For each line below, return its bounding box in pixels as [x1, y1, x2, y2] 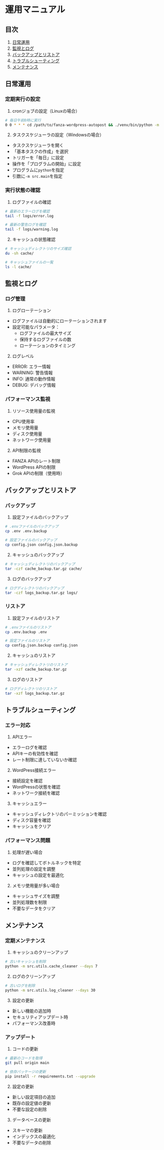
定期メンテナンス [5, 937, 46, 944]
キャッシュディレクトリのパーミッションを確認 [12, 811, 107, 817]
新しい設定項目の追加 [12, 1094, 55, 1100]
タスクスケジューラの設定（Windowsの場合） [12, 132, 104, 138]
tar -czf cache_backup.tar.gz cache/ [5, 566, 82, 571]
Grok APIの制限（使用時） [12, 470, 65, 476]
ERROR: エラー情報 [12, 363, 51, 370]
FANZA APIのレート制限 [12, 458, 60, 464]
